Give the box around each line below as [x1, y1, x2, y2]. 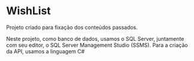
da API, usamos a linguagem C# [6, 47, 85, 54]
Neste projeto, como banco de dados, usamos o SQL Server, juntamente [6, 35, 184, 42]
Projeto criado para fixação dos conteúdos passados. [6, 24, 138, 31]
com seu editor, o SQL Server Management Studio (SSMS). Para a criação [6, 41, 188, 49]
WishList [6, 4, 51, 18]
